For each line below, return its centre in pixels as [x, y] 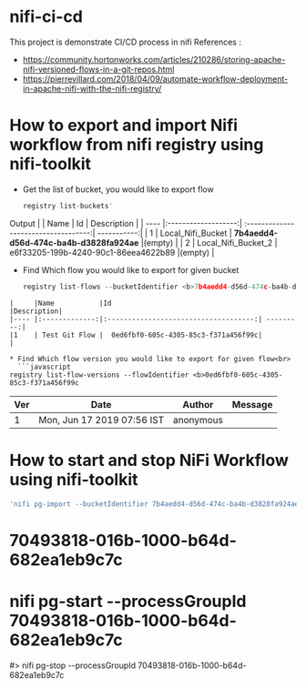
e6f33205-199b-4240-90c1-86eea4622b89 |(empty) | [112, 252]
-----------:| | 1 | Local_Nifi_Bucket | [164, 233]
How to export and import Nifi [124, 126]
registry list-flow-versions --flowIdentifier [99, 375]
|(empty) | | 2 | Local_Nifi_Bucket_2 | [209, 242]
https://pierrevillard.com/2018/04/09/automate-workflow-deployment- [155, 78]
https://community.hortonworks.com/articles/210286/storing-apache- [154, 59]
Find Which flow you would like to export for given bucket [131, 269]
